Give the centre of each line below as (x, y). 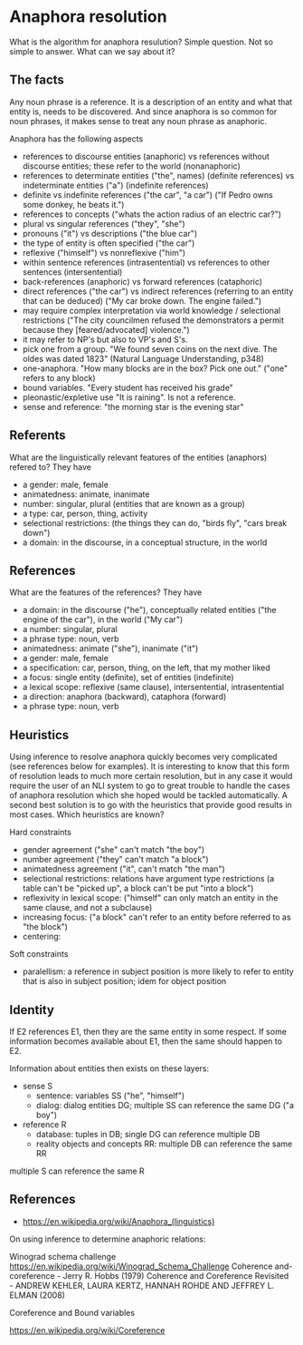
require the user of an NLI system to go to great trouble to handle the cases (150, 785)
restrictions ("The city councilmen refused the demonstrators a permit (153, 320)
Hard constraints (41, 833)
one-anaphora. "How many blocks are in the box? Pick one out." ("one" (155, 368)
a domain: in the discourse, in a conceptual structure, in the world (145, 542)
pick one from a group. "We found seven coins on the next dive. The (150, 349)
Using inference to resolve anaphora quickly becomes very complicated (143, 757)
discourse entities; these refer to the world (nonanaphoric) (132, 166)
